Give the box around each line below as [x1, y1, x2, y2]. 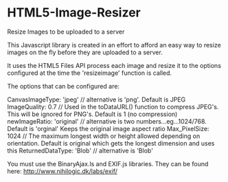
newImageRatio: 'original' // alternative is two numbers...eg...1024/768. [7, 117, 207, 125]
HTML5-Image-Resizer [7, 5, 141, 21]
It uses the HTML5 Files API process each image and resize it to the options [7, 61, 222, 69]
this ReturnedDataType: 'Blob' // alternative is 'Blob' [7, 146, 153, 155]
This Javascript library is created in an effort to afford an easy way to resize [7, 41, 221, 49]
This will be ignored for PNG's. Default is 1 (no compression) [7, 110, 178, 118]
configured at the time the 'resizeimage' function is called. [7, 69, 172, 77]
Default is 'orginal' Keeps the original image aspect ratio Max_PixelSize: [7, 124, 209, 133]
